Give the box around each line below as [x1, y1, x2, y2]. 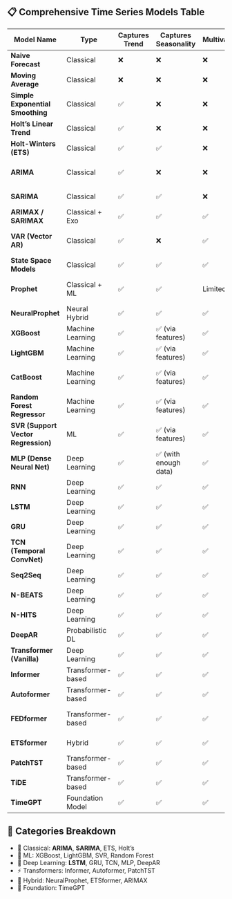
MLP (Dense [10, 453, 52, 463]
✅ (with [155, 449, 181, 458]
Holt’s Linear [10, 119, 54, 129]
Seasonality [155, 39, 196, 48]
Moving [10, 71, 37, 80]
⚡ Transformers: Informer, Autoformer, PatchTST [17, 866, 155, 874]
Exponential [10, 99, 51, 109]
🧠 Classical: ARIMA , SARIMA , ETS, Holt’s [17, 844, 135, 852]
